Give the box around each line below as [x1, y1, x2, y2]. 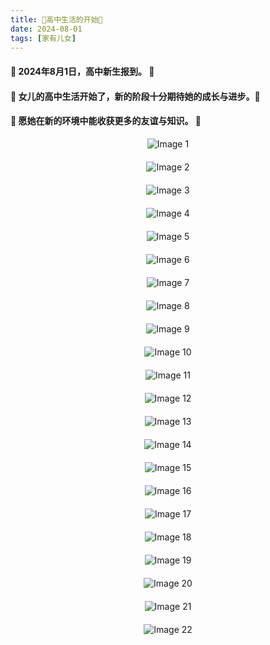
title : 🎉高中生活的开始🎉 [10, 14, 103, 25]
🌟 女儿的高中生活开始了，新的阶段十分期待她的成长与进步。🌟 [10, 90, 261, 102]
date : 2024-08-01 [10, 24, 83, 34]
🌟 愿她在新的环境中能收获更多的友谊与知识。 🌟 [10, 115, 202, 127]
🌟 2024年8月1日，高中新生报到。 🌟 [10, 65, 155, 77]
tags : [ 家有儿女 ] [10, 33, 77, 43]
